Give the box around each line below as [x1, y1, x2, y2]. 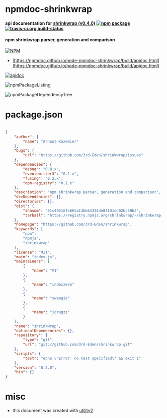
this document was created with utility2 [12, 408, 93, 414]
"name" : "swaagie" [31, 296, 70, 301]
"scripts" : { [14, 351, 41, 356]
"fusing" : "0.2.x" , [23, 176, 64, 181]
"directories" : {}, [14, 199, 55, 204]
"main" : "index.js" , [14, 254, 57, 259]
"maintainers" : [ [14, 259, 50, 264]
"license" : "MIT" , [14, 250, 52, 255]
